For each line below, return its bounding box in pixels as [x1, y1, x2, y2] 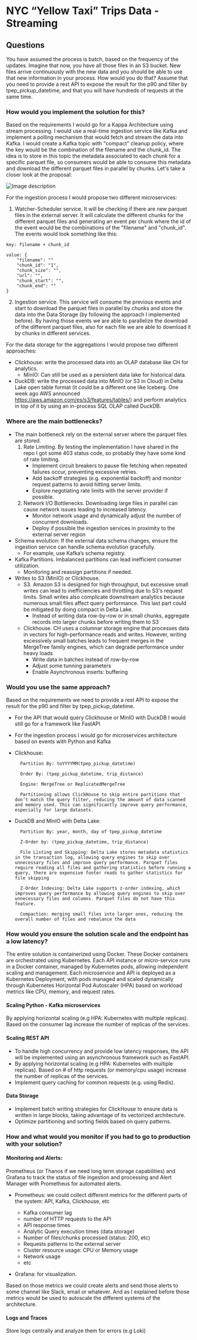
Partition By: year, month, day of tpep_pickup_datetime [20, 829, 162, 834]
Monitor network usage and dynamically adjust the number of [32, 512, 182, 519]
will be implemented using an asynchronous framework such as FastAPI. [14, 1053, 191, 1060]
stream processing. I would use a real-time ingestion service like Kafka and [6, 128, 188, 135]
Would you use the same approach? [6, 683, 110, 691]
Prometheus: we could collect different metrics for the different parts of [14, 1191, 188, 1198]
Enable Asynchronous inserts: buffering [32, 668, 128, 675]
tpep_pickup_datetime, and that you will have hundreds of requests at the [6, 87, 184, 94]
